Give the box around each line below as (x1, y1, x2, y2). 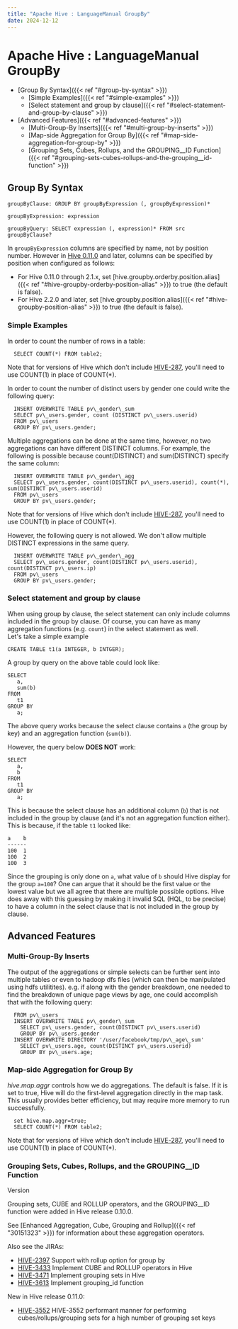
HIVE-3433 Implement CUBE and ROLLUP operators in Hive (17, 1264, 193, 1272)
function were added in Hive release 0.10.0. (7, 1207, 133, 1216)
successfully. (7, 1103, 46, 1112)
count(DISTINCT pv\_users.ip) (7, 565, 97, 572)
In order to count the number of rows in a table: (7, 337, 145, 345)
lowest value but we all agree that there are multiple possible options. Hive (7, 887, 225, 895)
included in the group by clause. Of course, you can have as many (7, 617, 200, 626)
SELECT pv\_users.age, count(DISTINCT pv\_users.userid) (20, 1042, 192, 1049)
